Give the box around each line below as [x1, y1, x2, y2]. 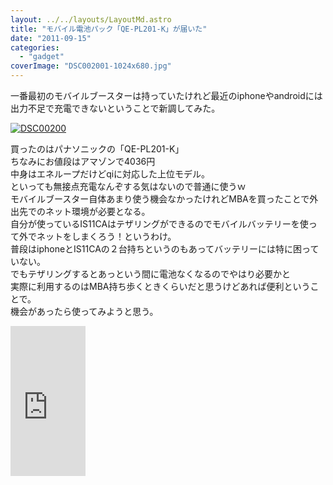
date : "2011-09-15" [10, 33, 92, 43]
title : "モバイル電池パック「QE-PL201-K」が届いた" [10, 24, 208, 34]
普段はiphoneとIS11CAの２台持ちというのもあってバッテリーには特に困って [10, 243, 320, 255]
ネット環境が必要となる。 [44, 206, 151, 217]
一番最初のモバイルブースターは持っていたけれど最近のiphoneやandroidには [10, 90, 323, 101]
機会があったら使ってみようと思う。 [10, 306, 159, 317]
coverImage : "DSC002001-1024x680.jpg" [10, 61, 172, 71]
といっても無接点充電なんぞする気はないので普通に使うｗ [10, 181, 247, 192]
